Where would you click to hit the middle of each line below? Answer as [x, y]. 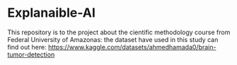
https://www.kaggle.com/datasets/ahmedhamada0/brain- [132, 47]
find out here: [27, 47]
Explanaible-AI [51, 13]
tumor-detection [31, 55]
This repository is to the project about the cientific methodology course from [119, 32]
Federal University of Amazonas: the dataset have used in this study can [113, 39]
